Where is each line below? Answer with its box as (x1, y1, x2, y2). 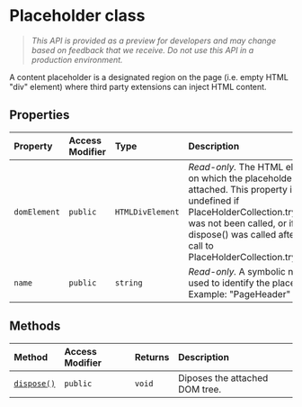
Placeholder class (9, 5, 146, 26)
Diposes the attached (178, 371, 269, 384)
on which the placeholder (188, 172, 296, 185)
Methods (9, 319, 61, 334)
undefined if (188, 194, 240, 207)
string (114, 277, 143, 288)
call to (188, 240, 214, 252)
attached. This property (188, 183, 288, 195)
